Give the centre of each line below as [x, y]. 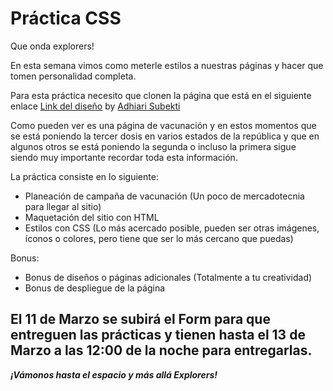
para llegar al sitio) [63, 206]
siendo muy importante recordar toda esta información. [124, 157]
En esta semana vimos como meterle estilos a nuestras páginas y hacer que [167, 65]
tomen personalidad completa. [73, 76]
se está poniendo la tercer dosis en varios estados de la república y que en [165, 136]
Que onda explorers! [52, 46]
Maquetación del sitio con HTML [92, 217]
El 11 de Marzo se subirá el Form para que [140, 319]
